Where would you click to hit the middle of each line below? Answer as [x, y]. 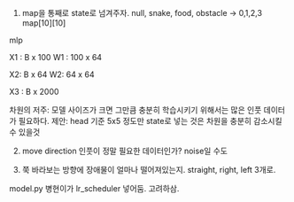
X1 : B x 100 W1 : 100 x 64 [56, 57]
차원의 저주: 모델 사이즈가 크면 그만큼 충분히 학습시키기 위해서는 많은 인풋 [135, 110]
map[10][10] [44, 23]
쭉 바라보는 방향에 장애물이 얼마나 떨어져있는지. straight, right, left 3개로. [149, 170]
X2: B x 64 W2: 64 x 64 [52, 74]
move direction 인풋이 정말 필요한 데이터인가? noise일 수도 [125, 151]
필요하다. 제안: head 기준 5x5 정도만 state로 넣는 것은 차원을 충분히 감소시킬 [150, 121]
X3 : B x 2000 [34, 92]
